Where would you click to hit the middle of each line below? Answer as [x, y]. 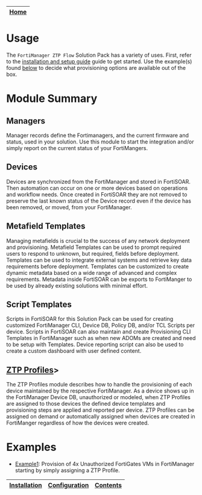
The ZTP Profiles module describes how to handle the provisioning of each [99, 385]
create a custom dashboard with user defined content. [74, 351]
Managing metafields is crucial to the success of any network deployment [98, 241]
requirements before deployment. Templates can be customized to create [98, 266]
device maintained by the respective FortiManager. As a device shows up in [100, 391]
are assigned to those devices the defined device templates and [86, 404]
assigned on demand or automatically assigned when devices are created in [101, 417]
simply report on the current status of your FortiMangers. [77, 148]
